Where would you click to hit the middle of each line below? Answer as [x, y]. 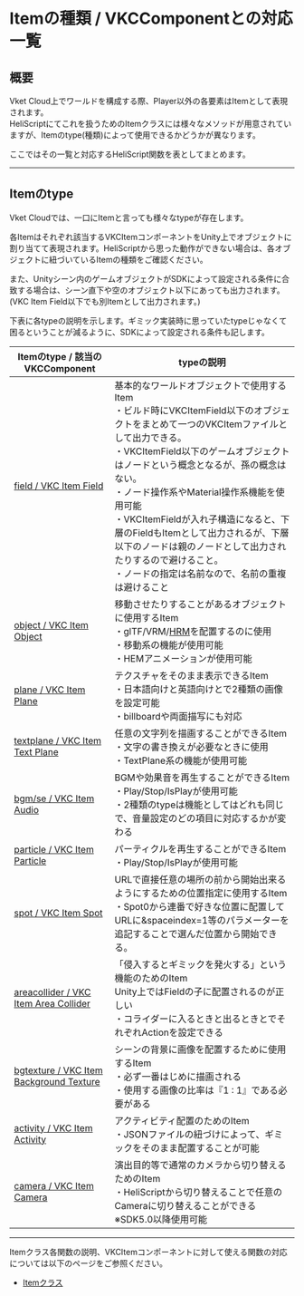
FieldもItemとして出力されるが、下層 [211, 533]
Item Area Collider [52, 1003]
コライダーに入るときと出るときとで [200, 1019]
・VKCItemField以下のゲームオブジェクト [202, 451]
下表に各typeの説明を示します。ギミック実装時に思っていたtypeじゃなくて [148, 320]
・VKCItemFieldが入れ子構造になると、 [198, 519]
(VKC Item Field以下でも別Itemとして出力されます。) [105, 301]
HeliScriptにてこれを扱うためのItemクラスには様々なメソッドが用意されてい [151, 124]
